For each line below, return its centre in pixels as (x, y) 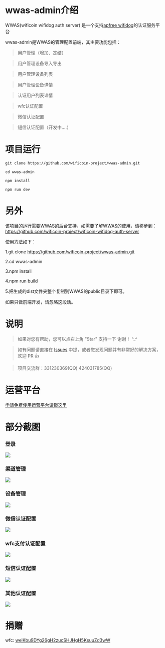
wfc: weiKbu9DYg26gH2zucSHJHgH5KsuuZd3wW (58, 640)
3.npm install (18, 271)
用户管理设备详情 (35, 85)
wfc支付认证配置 (25, 543)
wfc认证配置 (30, 106)
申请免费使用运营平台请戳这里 (36, 405)
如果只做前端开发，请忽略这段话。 (40, 302)
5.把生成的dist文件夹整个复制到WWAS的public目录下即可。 (66, 291)
